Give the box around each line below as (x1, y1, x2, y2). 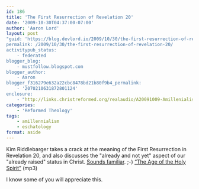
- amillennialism (17, 119, 60, 125)
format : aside (6, 129, 41, 136)
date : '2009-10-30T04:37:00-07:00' (6, 19, 94, 25)
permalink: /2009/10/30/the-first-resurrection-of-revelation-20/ (6, 42, 174, 48)
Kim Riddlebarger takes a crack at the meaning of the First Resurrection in (6, 145, 187, 152)
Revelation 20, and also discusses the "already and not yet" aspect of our (6, 152, 185, 159)
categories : (6, 102, 36, 108)
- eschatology (17, 124, 52, 130)
